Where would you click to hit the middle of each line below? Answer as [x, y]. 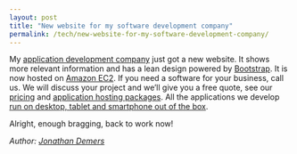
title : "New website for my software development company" [121, 26]
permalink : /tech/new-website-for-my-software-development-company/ [139, 34]
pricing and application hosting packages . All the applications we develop [144, 97]
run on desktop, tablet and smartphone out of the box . [109, 107]
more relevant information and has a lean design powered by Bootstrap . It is [148, 69]
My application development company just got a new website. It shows [140, 60]
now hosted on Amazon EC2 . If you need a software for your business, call [146, 78]
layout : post [33, 17]
